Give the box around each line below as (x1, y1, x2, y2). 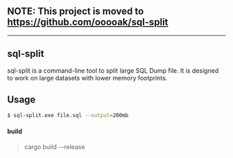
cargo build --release (24, 142, 85, 151)
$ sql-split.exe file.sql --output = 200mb (7, 112, 129, 119)
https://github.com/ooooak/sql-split (7, 17, 169, 28)
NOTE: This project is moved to (7, 6, 144, 17)
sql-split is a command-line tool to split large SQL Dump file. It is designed (7, 66, 219, 75)
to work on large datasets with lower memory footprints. (7, 73, 168, 82)
